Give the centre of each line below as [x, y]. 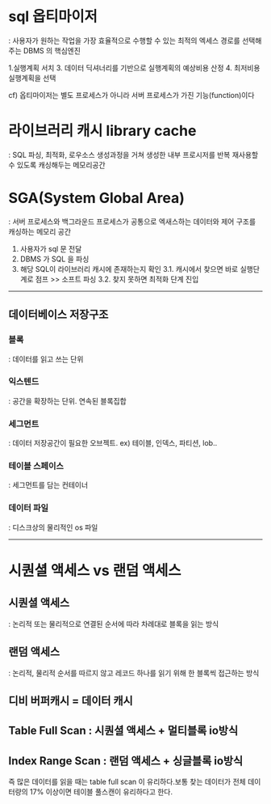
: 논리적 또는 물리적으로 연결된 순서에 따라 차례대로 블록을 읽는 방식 [114, 624]
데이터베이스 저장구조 [58, 315]
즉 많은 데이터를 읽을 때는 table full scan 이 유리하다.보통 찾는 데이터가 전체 [127, 782]
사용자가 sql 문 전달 [51, 248]
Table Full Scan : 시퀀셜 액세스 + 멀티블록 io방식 [123, 731]
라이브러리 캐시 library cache [102, 131]
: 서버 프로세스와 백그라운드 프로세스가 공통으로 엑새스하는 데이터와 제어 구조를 [132, 221]
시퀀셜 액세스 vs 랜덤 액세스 [95, 570]
